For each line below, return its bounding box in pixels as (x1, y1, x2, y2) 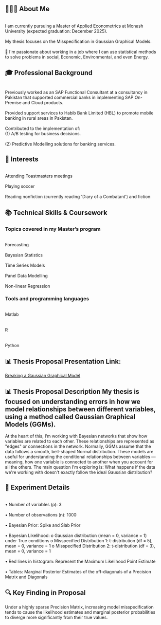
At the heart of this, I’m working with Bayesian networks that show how (5, 433, 147, 439)
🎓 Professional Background (5, 69, 92, 77)
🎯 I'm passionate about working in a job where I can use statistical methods (5, 49, 157, 55)
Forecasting (5, 242, 29, 248)
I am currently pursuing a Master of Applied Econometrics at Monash (5, 23, 143, 29)
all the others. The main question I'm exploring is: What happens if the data (5, 464, 156, 470)
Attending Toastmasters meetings (5, 173, 73, 179)
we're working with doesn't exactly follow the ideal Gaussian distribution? (5, 469, 152, 475)
